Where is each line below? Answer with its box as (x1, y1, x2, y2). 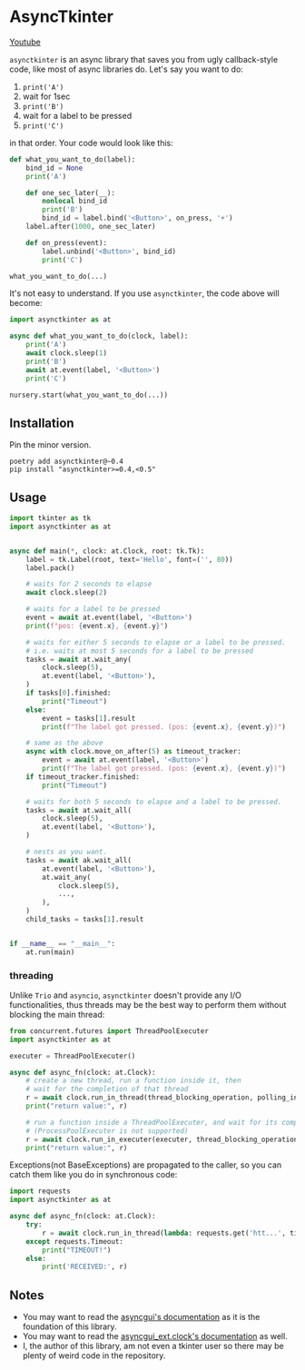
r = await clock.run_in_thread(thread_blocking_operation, (25, 1093, 254, 1102)
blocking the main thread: (9, 1009, 105, 1020)
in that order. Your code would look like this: (9, 137, 174, 148)
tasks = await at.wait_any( (25, 655, 132, 664)
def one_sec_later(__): (25, 188, 116, 197)
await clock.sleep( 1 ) (25, 349, 107, 358)
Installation (9, 415, 74, 430)
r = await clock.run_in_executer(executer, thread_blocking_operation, (25, 1135, 302, 1144)
